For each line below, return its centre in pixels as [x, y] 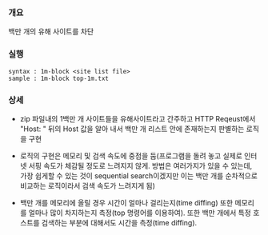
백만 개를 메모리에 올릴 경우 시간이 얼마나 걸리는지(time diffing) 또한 [126, 202]
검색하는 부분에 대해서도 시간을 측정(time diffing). [119, 222]
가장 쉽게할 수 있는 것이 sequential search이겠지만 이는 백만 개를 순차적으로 [139, 175]
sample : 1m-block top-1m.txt [59, 78]
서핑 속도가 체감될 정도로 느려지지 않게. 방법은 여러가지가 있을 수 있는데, [140, 165]
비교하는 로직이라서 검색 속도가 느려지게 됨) [88, 185]
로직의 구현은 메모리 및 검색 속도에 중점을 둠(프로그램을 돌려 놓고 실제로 [131, 155]
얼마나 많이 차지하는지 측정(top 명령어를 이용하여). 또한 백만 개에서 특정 [140, 213]
